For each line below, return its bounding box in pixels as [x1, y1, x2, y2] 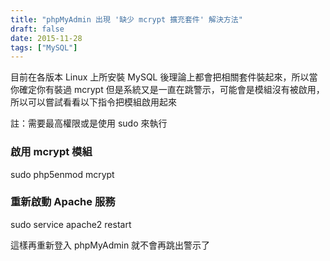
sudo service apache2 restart [10, 218, 132, 230]
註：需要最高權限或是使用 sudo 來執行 [10, 117, 168, 130]
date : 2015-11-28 [10, 33, 83, 43]
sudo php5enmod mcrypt [10, 168, 115, 180]
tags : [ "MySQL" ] [10, 42, 78, 53]
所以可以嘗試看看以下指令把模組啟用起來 [10, 96, 177, 108]
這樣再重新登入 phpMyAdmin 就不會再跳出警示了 [10, 239, 211, 251]
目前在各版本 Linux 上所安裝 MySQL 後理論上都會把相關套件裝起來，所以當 [10, 71, 318, 83]
